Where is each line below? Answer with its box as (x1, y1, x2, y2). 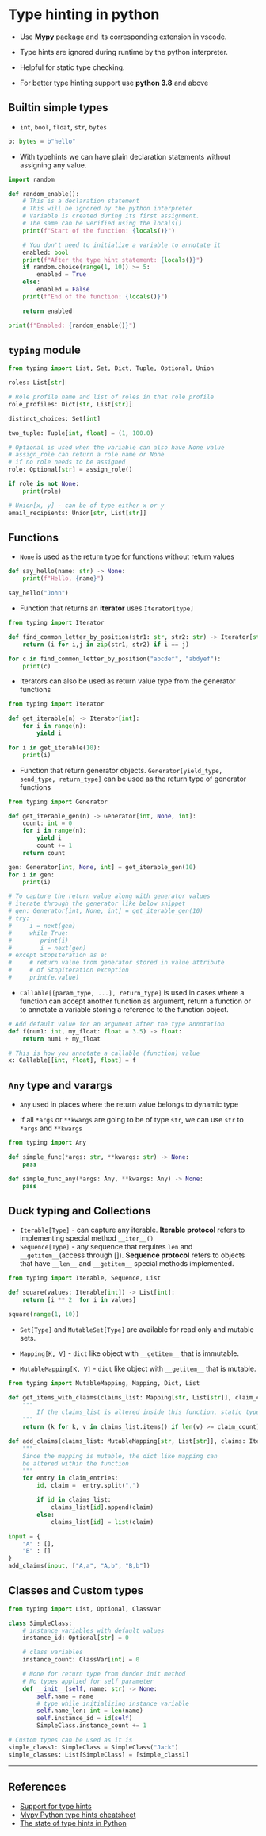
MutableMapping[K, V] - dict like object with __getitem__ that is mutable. (19, 1364, 256, 1373)
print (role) (22, 487, 62, 495)
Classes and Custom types (8, 1584, 144, 1597)
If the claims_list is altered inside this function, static (36, 1408, 243, 1416)
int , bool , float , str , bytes (19, 121, 107, 132)
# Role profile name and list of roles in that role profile (8, 393, 215, 402)
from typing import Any (8, 1139, 87, 1147)
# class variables (22, 1649, 83, 1657)
